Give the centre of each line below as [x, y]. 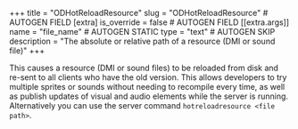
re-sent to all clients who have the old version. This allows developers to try [148, 77]
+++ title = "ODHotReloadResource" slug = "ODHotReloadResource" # [139, 13]
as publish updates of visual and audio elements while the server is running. [149, 96]
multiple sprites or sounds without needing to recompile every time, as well [147, 87]
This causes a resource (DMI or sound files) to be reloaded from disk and [144, 68]
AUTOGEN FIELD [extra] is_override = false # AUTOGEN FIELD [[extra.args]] [149, 22]
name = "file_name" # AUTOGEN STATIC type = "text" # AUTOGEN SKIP [142, 32]
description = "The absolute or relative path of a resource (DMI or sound [142, 41]
